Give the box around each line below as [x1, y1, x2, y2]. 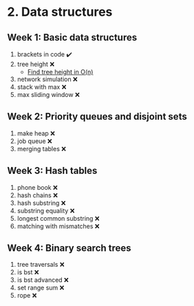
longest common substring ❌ [17, 214, 100, 222]
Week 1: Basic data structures [7, 32, 138, 43]
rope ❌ [17, 292, 37, 300]
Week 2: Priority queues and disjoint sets [7, 111, 187, 122]
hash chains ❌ [17, 190, 58, 199]
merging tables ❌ [17, 144, 67, 153]
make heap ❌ [17, 129, 55, 138]
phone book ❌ [17, 183, 58, 191]
